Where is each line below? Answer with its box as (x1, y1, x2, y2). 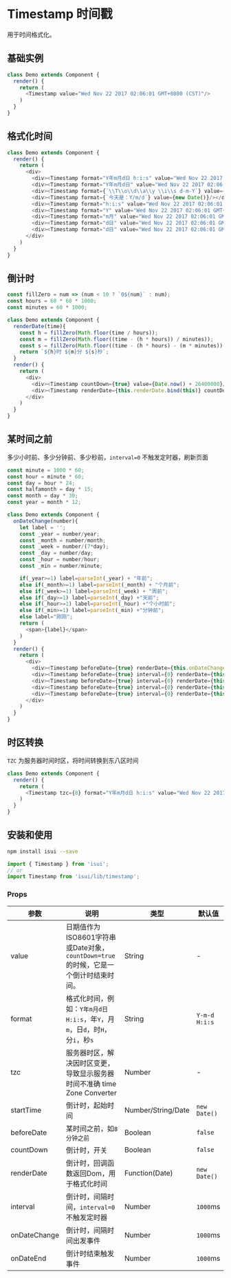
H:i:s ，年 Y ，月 (65, 1014, 115, 1024)
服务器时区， (65, 1048, 108, 1057)
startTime (10, 1105, 42, 1115)
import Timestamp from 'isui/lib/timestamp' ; (7, 873, 140, 880)
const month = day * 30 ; (7, 492, 78, 500)
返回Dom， (72, 1168, 109, 1178)
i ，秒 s (72, 1035, 94, 1044)
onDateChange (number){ (13, 518, 78, 525)
